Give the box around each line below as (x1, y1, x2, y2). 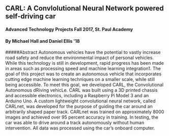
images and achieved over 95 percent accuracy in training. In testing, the (5, 114, 159, 120)
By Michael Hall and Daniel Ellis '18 (5, 38, 80, 44)
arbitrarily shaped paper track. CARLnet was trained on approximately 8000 (5, 109, 164, 115)
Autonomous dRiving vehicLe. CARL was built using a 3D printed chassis (5, 87, 158, 93)
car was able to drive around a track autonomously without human (5, 120, 145, 126)
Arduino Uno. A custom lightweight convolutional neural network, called (5, 98, 156, 104)
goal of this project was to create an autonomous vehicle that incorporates (5, 71, 162, 77)
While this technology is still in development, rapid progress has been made (5, 60, 164, 66)
